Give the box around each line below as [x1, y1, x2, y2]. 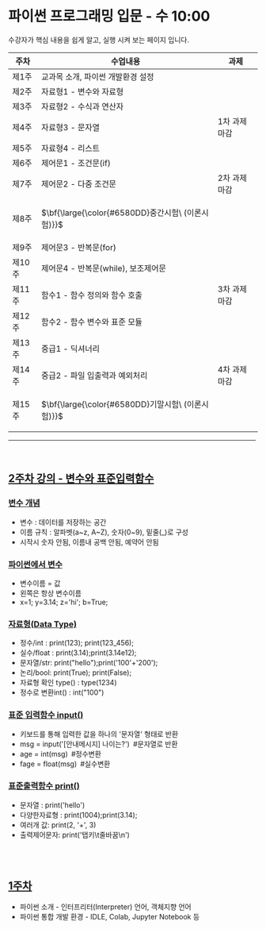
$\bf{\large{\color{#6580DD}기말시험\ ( [40, 399, 188, 410]
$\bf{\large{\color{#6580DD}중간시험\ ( [40, 207, 188, 218]
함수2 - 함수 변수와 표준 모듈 [40, 316, 142, 327]
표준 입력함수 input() [8, 710, 84, 721]
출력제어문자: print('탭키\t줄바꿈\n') [19, 830, 131, 839]
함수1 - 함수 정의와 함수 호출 [40, 289, 142, 300]
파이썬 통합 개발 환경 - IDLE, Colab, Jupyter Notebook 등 [19, 912, 200, 921]
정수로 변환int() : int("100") [19, 688, 104, 697]
